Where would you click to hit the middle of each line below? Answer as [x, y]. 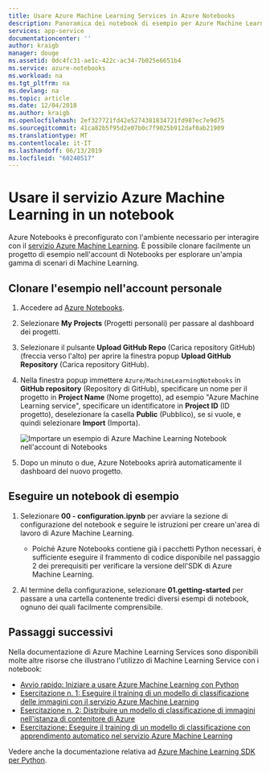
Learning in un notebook [92, 215]
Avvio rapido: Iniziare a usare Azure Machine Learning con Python [129, 684]
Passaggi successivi [61, 632]
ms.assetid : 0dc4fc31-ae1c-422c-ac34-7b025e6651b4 [95, 61]
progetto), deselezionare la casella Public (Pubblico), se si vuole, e [131, 414]
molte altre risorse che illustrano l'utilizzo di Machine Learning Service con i [134, 660]
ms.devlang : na [34, 91]
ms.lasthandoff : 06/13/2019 [55, 151]
